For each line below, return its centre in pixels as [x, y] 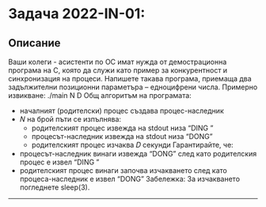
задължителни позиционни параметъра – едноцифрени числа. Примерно [133, 87]
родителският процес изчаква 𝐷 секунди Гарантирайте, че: [132, 145]
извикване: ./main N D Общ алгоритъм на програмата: [100, 95]
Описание [34, 43]
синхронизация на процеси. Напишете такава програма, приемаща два [130, 79]
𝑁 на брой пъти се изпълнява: [70, 119]
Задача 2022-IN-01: [77, 14]
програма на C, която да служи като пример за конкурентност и [118, 70]
